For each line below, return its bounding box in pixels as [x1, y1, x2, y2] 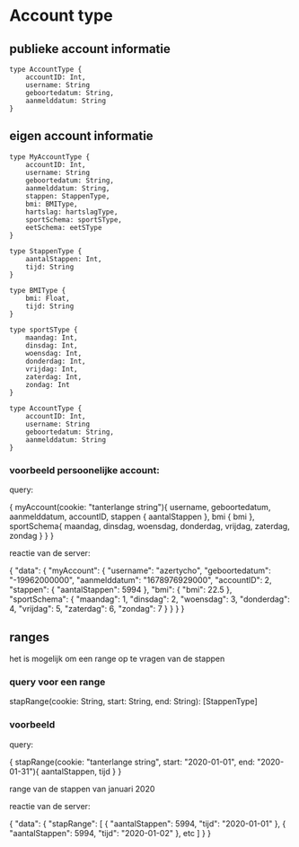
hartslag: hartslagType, [25, 207, 119, 216]
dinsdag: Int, [25, 340, 78, 350]
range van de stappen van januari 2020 [9, 783, 155, 794]
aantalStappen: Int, [25, 254, 102, 263]
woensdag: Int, [25, 349, 83, 357]
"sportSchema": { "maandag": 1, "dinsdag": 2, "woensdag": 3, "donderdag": [9, 594, 290, 604]
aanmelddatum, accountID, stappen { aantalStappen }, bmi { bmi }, [9, 511, 255, 522]
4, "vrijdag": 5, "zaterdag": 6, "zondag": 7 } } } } [9, 604, 185, 614]
